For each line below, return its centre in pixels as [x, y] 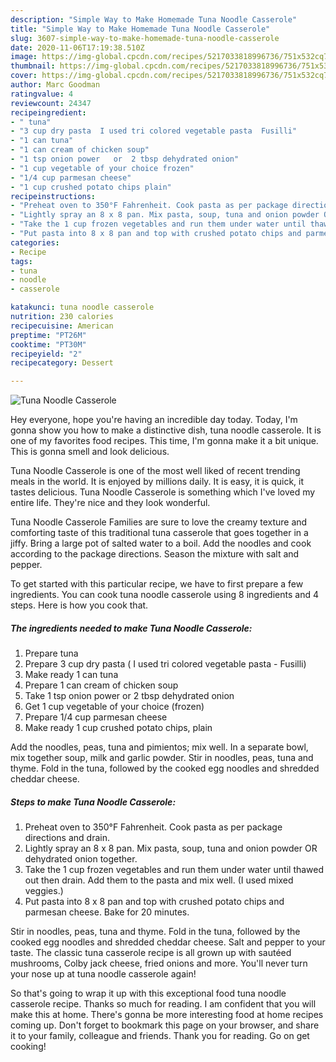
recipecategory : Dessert [62, 363]
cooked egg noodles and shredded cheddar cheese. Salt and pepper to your [168, 942]
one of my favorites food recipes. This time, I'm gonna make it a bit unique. [164, 441]
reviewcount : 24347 [51, 103]
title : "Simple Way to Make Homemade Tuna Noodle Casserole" [140, 29]
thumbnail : [33, 66]
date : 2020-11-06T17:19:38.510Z [77, 47]
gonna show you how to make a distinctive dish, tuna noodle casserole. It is [166, 430]
